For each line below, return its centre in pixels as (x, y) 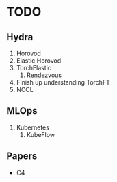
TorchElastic (34, 68)
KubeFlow (41, 134)
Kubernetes (32, 127)
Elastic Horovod (39, 61)
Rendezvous (44, 75)
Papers (22, 156)
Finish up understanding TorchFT (63, 82)
